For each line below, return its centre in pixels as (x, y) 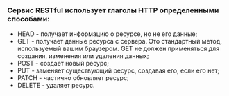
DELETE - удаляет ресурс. (56, 86)
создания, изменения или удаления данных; (83, 56)
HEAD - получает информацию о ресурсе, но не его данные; (107, 34)
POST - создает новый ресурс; (63, 64)
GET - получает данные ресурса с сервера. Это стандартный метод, (119, 41)
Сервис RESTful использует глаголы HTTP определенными (113, 10)
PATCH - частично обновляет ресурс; (73, 78)
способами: (28, 19)
